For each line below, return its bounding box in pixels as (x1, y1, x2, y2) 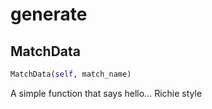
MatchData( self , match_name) (10, 69, 132, 79)
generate (10, 3, 88, 26)
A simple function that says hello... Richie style (10, 87, 203, 99)
